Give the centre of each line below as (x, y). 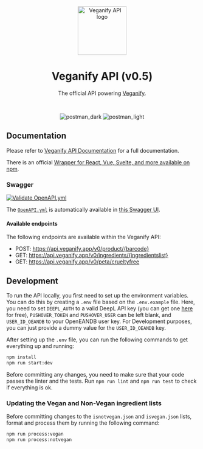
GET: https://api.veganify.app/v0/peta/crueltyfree (77, 262)
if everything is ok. (29, 387)
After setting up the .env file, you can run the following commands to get (97, 339)
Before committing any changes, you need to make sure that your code (95, 374)
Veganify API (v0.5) (102, 76)
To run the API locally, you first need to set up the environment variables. (98, 296)
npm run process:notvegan (39, 440)
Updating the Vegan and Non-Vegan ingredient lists (84, 403)
